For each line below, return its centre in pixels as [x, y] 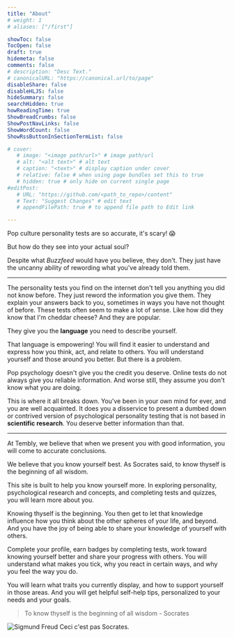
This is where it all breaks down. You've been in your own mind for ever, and [117, 401]
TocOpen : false [29, 46]
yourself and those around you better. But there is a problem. [95, 359]
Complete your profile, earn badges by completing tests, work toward [107, 549]
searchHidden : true [36, 104]
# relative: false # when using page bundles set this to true [110, 175]
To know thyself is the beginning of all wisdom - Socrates [107, 614]
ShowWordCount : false [39, 130]
